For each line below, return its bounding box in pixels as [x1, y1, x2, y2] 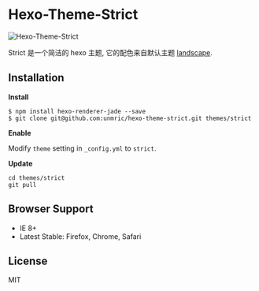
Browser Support [8, 203, 94, 216]
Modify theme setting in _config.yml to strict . [8, 144, 157, 153]
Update [8, 159, 33, 168]
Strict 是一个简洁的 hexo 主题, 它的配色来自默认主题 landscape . [8, 47, 213, 57]
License [8, 254, 48, 267]
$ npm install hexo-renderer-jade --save [8, 107, 146, 115]
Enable [8, 128, 31, 137]
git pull [8, 181, 37, 188]
